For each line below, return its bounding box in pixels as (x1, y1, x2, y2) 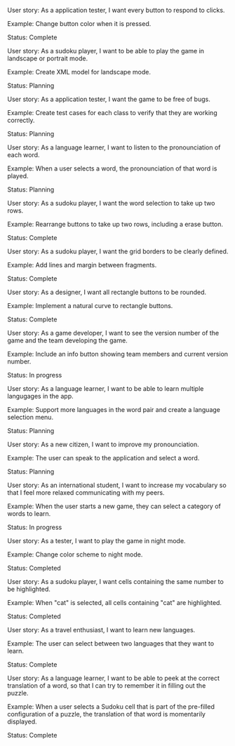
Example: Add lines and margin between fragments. (7, 261, 157, 269)
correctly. (7, 116, 35, 124)
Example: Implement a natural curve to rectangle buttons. (7, 302, 173, 309)
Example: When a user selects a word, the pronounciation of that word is (7, 164, 217, 173)
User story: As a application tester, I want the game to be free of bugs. (7, 95, 210, 103)
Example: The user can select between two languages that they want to (7, 639, 215, 648)
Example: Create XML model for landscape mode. (7, 68, 151, 76)
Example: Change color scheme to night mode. (7, 550, 143, 559)
